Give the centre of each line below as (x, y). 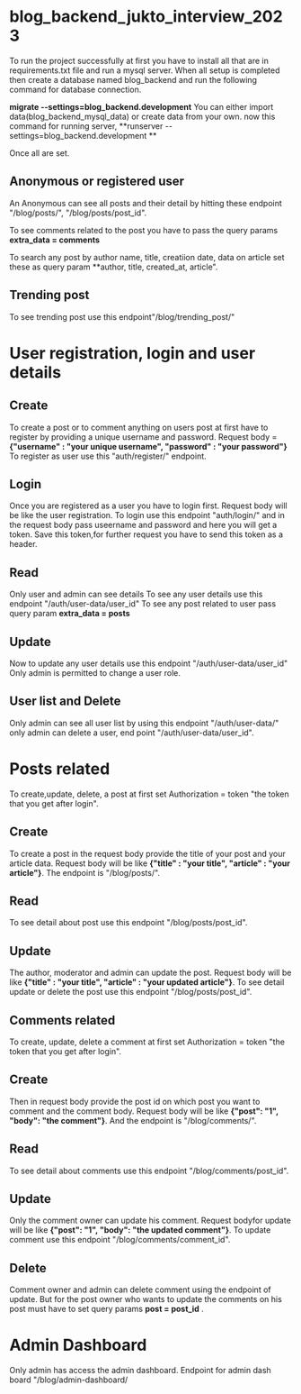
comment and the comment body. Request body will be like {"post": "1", (144, 1111)
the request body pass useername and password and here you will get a (143, 525)
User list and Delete (65, 702)
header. (23, 544)
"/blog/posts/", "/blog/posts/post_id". (78, 213)
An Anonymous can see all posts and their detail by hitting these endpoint (146, 203)
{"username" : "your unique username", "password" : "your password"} (148, 446)
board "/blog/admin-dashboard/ (69, 1380)
